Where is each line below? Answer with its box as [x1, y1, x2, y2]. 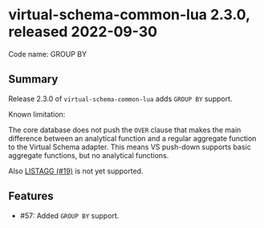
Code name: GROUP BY [8, 49, 87, 59]
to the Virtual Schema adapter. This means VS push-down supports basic [8, 142, 251, 152]
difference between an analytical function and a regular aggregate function [8, 133, 257, 143]
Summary [8, 72, 59, 86]
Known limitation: [8, 109, 66, 119]
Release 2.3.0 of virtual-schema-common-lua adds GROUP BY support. [8, 94, 233, 104]
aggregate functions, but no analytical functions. [8, 150, 169, 160]
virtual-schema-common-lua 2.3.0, [8, 6, 250, 24]
